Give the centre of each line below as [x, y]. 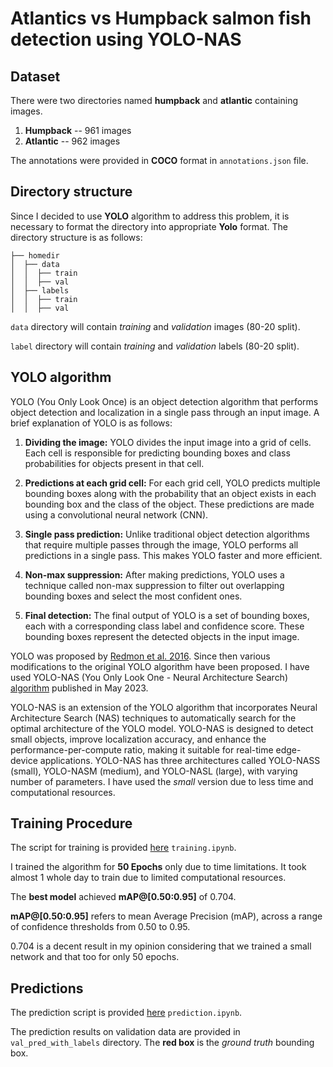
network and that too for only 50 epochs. [95, 957]
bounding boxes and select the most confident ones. [133, 596]
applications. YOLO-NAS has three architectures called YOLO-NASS [180, 760]
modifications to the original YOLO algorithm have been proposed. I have [160, 666]
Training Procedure [71, 823]
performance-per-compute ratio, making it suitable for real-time [142, 749]
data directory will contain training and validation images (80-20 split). [155, 326]
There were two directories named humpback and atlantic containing [154, 100]
